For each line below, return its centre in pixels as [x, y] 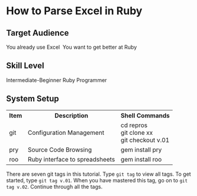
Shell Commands [145, 115]
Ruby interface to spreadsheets [71, 159]
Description [71, 115]
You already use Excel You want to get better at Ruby [72, 47]
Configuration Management [66, 132]
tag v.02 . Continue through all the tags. [54, 186]
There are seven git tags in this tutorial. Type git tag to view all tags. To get [98, 174]
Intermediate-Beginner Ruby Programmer [57, 80]
